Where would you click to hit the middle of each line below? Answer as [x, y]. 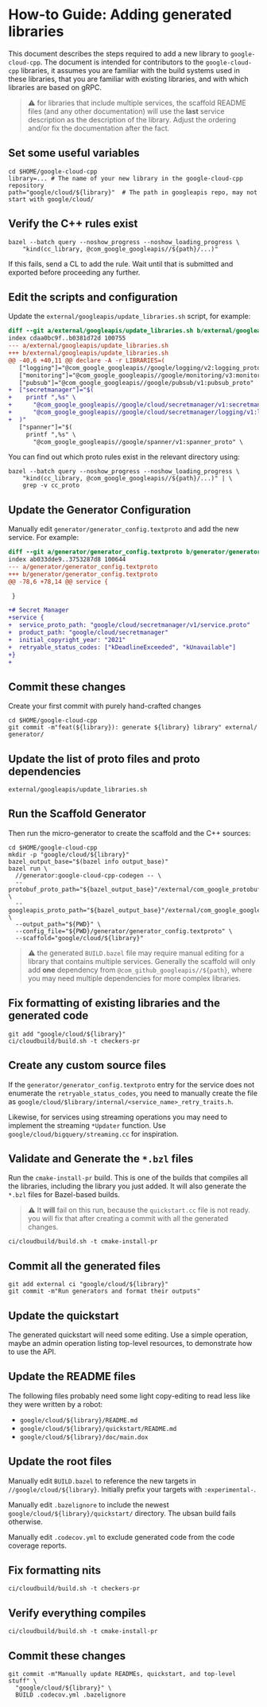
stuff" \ [23, 1681]
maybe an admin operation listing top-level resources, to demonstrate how [130, 1343]
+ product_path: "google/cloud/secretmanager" [89, 633]
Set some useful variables [74, 153]
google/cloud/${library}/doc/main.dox [84, 1437]
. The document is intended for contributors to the [122, 62]
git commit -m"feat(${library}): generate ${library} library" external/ [133, 728]
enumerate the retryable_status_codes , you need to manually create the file [133, 1093]
